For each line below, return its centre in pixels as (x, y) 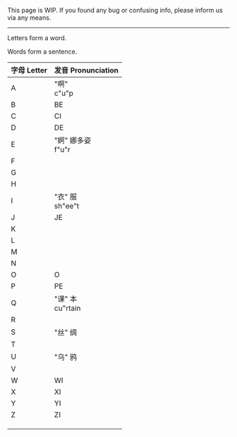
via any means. (29, 18)
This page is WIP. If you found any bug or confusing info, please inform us (115, 10)
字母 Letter (29, 70)
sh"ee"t (67, 206)
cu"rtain (67, 308)
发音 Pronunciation (86, 70)
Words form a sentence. (42, 51)
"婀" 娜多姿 (73, 140)
